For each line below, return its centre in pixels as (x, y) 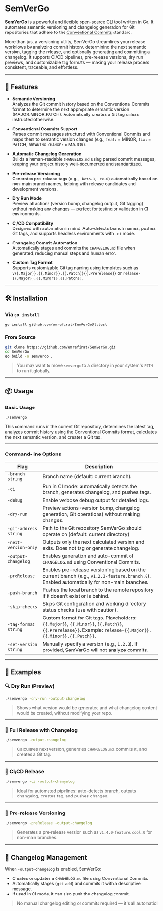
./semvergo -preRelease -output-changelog (49, 823)
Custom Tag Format (33, 262)
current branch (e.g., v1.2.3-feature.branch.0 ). (97, 576)
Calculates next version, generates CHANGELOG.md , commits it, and (82, 749)
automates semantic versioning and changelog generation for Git (70, 27)
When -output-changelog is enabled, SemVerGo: (53, 869)
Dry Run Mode (27, 198)
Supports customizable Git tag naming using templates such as (75, 268)
